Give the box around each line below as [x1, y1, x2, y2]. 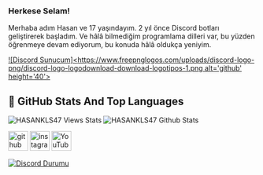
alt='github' [204, 64, 243, 73]
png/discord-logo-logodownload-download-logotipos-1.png [8, 64, 203, 73]
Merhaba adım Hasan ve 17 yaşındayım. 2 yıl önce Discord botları [8, 24, 220, 33]
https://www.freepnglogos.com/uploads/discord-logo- [77, 55, 255, 64]
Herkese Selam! [8, 5, 71, 16]
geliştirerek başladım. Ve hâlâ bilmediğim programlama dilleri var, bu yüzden [8, 31, 256, 41]
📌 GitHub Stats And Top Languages [8, 94, 184, 108]
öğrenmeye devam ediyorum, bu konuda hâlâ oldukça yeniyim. [8, 40, 212, 49]
